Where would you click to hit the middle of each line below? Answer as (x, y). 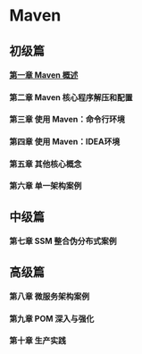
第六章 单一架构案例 (46, 186)
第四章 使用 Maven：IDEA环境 (65, 141)
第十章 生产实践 (38, 341)
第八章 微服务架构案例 (50, 297)
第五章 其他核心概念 (46, 164)
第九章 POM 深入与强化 (52, 318)
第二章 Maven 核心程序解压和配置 (71, 97)
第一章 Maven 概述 (44, 75)
